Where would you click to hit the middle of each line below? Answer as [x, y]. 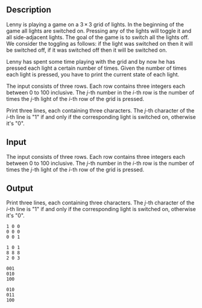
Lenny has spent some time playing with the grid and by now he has [91, 61]
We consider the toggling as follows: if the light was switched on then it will [99, 43]
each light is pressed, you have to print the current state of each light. [93, 74]
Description [29, 10]
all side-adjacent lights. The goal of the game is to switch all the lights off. [98, 37]
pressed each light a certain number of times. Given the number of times [96, 68]
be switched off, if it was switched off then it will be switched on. [87, 50]
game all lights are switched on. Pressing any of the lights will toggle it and [99, 31]
